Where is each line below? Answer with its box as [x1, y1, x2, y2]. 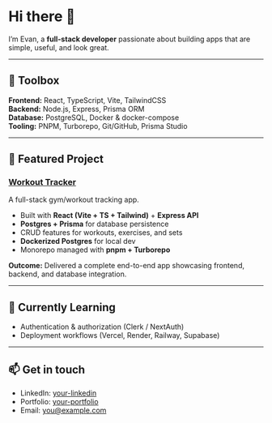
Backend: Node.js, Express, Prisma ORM [8, 104, 145, 113]
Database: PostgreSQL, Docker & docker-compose [8, 113, 180, 122]
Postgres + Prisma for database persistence [19, 219, 169, 229]
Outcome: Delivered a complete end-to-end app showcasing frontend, [8, 261, 245, 271]
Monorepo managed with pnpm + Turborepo [19, 245, 171, 254]
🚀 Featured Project [8, 152, 104, 166]
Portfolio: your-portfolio [19, 397, 99, 407]
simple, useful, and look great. [8, 42, 109, 52]
